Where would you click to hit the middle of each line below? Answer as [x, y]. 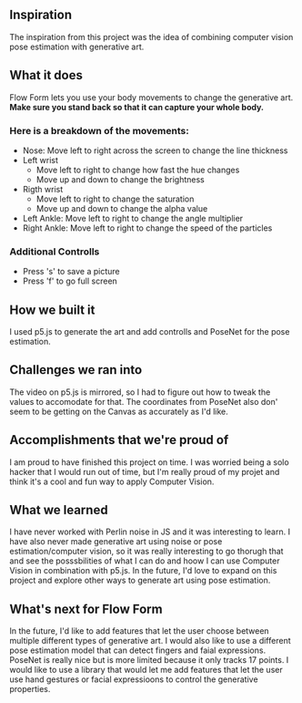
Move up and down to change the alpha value [122, 208]
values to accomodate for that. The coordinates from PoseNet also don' [144, 401]
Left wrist [40, 160]
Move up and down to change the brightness [120, 179]
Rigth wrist [43, 189]
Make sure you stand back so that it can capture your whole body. [137, 107]
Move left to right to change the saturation [115, 199]
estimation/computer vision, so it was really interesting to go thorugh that [146, 552]
